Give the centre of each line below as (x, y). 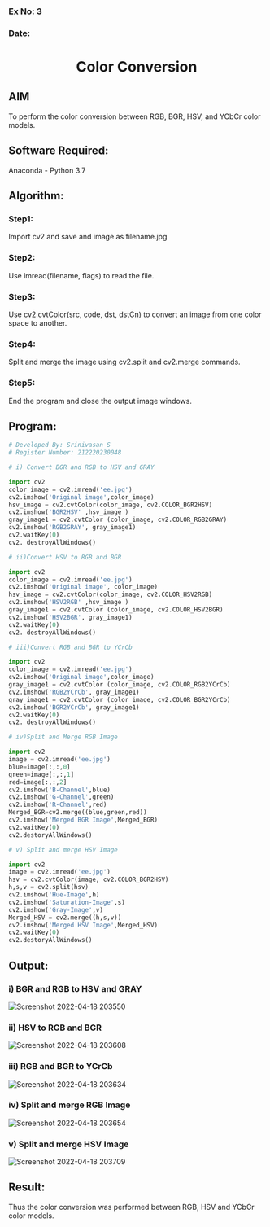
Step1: (21, 219)
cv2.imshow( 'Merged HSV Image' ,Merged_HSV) (83, 925)
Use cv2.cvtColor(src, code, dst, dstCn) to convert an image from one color (135, 314)
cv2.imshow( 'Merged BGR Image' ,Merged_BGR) (83, 820)
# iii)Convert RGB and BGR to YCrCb (70, 647)
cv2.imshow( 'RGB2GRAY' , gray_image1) (72, 528)
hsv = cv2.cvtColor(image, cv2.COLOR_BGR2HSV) (89, 880)
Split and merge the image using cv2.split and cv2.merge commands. (125, 362)
